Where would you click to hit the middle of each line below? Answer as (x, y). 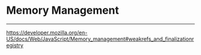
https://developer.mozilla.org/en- (47, 32)
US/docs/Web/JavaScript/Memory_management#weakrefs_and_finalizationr (100, 39)
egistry (15, 45)
